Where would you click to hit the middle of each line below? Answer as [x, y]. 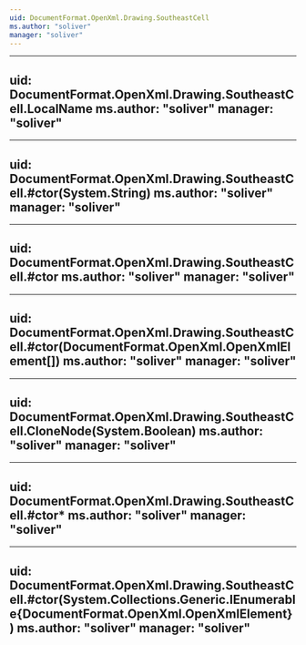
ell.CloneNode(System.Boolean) [103, 431]
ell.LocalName [51, 109]
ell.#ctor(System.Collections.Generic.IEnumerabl [153, 599]
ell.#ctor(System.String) [81, 193]
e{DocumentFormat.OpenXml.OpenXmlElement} [151, 614]
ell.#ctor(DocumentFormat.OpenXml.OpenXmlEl [150, 347]
